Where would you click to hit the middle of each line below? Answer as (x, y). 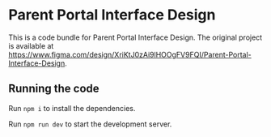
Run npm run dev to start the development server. (90, 124)
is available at (31, 45)
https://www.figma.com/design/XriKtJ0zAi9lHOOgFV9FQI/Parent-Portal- (130, 54)
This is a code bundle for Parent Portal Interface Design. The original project (135, 37)
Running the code (54, 89)
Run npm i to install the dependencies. (72, 108)
